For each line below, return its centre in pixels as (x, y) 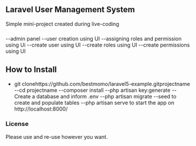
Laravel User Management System (70, 10)
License (17, 124)
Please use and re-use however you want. (57, 137)
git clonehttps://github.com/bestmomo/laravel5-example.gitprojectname (102, 84)
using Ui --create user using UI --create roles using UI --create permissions (98, 45)
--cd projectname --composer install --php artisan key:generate (92, 90)
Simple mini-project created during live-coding (62, 24)
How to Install (31, 70)
